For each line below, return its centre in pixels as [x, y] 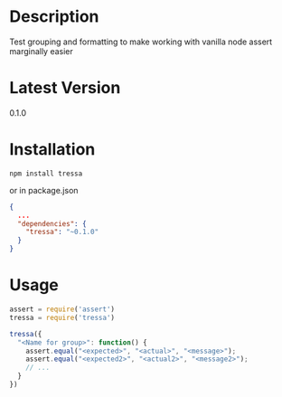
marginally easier [42, 51]
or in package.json [44, 190]
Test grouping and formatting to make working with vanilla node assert [141, 42]
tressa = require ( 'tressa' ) [62, 317]
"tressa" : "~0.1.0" [62, 232]
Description [54, 17]
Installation [52, 150]
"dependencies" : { [52, 223]
